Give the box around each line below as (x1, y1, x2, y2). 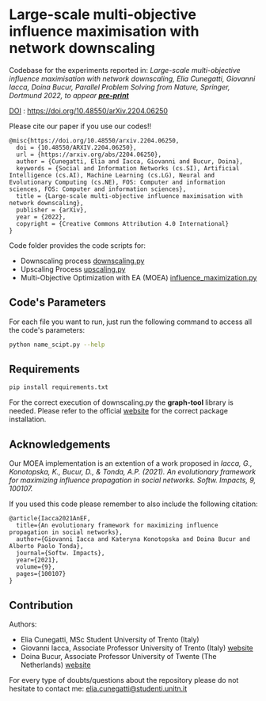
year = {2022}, (16, 212, 66, 221)
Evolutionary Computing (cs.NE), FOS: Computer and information (9, 178, 226, 186)
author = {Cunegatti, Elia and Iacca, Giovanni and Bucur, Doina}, (16, 157, 244, 166)
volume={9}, (16, 563, 56, 571)
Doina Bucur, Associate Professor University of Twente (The (20, 651, 217, 661)
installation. (9, 414, 47, 425)
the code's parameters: (9, 325, 85, 334)
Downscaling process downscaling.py (20, 256, 145, 265)
